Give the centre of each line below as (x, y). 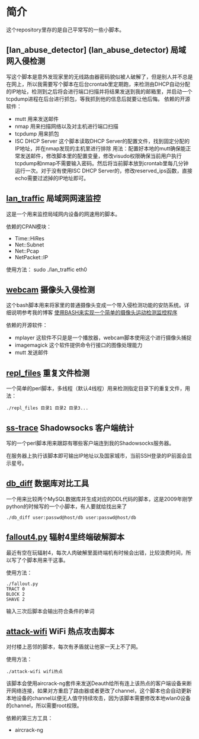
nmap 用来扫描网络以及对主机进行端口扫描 (66, 126)
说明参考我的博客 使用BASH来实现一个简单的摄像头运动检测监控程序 (94, 313)
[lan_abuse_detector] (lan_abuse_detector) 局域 (96, 50)
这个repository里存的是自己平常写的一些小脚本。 (65, 30)
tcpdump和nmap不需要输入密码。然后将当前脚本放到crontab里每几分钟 (102, 163)
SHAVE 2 (16, 599)
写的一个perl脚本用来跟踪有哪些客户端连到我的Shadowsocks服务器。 (90, 443)
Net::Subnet (29, 245)
